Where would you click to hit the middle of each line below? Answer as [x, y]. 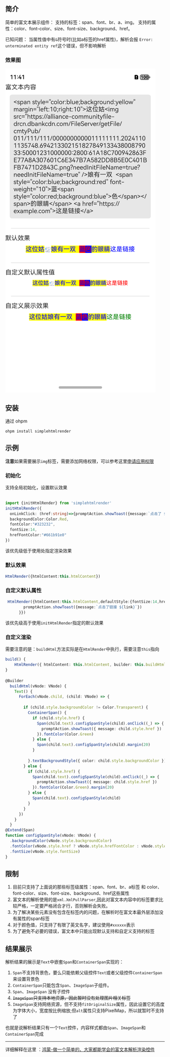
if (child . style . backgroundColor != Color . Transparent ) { [86, 707]
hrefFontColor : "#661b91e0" [38, 535]
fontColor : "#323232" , [33, 524]
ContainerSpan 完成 [25, 1034]
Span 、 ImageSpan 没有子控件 [41, 992]
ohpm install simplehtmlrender [38, 431]
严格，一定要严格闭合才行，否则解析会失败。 [63, 906]
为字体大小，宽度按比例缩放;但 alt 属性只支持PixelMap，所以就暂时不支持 [88, 1010]
